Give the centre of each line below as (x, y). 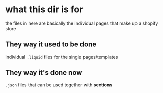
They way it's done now (44, 73)
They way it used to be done (51, 45)
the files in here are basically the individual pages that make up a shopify (82, 23)
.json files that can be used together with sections (59, 85)
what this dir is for (44, 9)
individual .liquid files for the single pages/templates (62, 57)
